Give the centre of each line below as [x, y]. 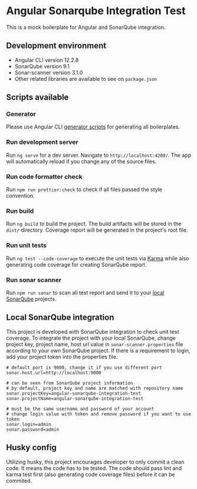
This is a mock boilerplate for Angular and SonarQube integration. [86, 27]
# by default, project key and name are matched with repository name [95, 388]
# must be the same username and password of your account [80, 409]
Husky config [32, 447]
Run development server [42, 142]
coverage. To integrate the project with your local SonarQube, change [91, 338]
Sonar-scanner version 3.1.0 [49, 73]
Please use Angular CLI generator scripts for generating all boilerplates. [93, 127]
